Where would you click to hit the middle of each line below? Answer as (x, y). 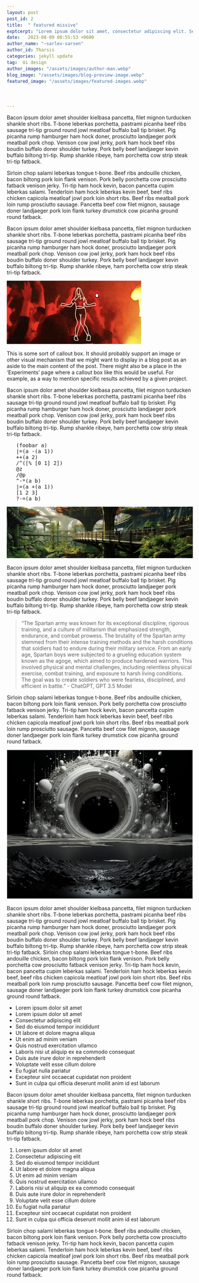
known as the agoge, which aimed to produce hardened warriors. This (107, 661)
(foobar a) (32, 445)
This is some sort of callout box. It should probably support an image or (94, 353)
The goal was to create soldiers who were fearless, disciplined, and (103, 680)
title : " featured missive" (43, 25)
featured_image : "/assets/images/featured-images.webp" (77, 81)
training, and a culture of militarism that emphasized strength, (96, 630)
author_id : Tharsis (31, 50)
